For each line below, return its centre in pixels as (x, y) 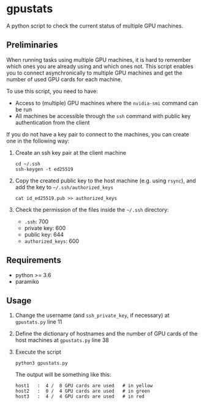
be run (24, 110)
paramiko (27, 281)
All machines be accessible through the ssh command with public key (103, 116)
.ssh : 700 (36, 221)
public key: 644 (44, 234)
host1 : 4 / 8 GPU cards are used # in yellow (84, 386)
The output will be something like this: (63, 374)
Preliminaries (32, 45)
